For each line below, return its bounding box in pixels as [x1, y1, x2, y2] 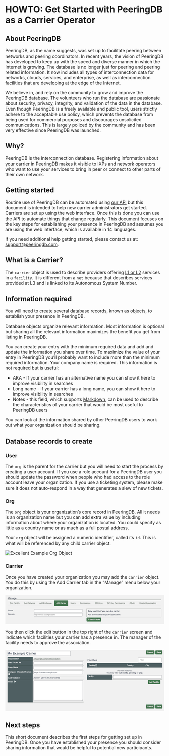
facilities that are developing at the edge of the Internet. [5, 80, 121, 86]
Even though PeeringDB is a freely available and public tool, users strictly [5, 106, 157, 112]
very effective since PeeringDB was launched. [5, 127, 101, 133]
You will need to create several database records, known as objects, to [5, 308, 152, 314]
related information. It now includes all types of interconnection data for [5, 69, 154, 75]
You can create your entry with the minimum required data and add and [5, 344, 154, 350]
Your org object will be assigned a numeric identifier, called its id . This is [5, 535, 156, 541]
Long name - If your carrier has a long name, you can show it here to [12, 386, 156, 392]
